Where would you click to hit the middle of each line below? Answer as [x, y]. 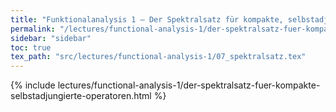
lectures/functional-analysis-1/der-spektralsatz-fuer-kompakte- [189, 85]
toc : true [31, 47]
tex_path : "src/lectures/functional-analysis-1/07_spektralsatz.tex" [158, 57]
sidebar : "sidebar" [51, 38]
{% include [33, 85]
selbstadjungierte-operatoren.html [81, 96]
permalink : [33, 29]
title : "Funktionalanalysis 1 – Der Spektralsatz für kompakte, [147, 19]
